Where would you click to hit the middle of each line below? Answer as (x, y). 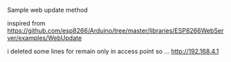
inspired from (26, 23)
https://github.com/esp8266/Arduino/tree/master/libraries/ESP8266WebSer (115, 31)
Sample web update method (48, 10)
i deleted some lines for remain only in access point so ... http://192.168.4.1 (113, 51)
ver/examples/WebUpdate (44, 38)
